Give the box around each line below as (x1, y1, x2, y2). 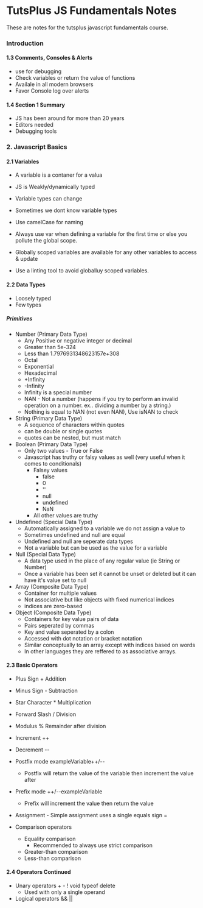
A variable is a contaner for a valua (15, 171, 103, 179)
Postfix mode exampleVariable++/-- (15, 757, 105, 765)
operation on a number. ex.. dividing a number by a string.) (24, 402, 171, 409)
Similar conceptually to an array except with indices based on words (24, 641, 196, 648)
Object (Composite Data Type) (15, 609, 92, 616)
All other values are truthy (33, 511, 98, 519)
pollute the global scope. (15, 237, 78, 244)
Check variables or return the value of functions (15, 74, 136, 82)
